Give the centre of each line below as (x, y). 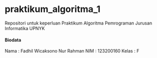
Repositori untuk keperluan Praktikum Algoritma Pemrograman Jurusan (78, 23)
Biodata (13, 40)
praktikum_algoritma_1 (53, 9)
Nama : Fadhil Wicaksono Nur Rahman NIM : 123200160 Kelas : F (72, 51)
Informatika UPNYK (25, 28)
